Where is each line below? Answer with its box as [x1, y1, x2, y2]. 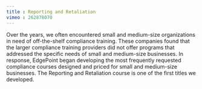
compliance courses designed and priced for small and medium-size [6, 63, 177, 70]
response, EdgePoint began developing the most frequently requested [6, 57, 181, 64]
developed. [6, 76, 34, 83]
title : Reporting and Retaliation [6, 8, 96, 15]
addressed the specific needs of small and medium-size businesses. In [6, 50, 183, 57]
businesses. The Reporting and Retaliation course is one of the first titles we [6, 69, 197, 76]
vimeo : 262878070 [6, 14, 53, 20]
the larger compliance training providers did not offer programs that [6, 43, 175, 51]
